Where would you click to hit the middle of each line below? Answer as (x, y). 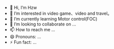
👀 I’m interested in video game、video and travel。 (61, 13)
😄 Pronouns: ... (25, 37)
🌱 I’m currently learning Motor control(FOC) (54, 19)
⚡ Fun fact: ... (23, 42)
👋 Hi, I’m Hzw (23, 8)
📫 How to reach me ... (32, 30)
